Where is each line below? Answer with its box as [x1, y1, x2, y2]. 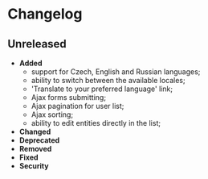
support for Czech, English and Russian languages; [31, 67, 201, 77]
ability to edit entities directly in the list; [31, 119, 161, 127]
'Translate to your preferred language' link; [31, 84, 173, 94]
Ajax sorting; [31, 110, 74, 119]
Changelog [7, 5, 83, 23]
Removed [18, 144, 52, 153]
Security [18, 161, 49, 170]
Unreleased [7, 37, 67, 51]
